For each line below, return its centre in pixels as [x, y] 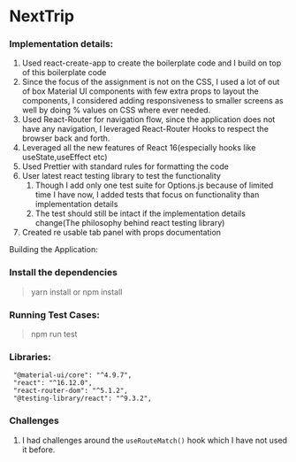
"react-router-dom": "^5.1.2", [70, 391]
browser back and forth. [66, 138]
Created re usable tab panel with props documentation [121, 233]
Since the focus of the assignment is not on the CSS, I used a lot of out [151, 82]
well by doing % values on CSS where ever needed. [116, 110]
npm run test [54, 335]
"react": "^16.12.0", [53, 383]
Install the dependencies [63, 273]
